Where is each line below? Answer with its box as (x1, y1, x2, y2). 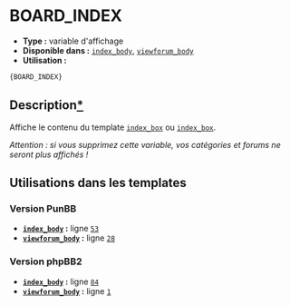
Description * (9, 97, 84, 114)
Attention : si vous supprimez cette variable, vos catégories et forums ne (9, 139, 281, 150)
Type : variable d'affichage (22, 35, 124, 46)
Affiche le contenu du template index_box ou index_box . (9, 122, 216, 133)
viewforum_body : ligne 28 (22, 232, 116, 243)
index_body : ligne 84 (22, 276, 100, 287)
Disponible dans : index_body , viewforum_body (22, 44, 194, 55)
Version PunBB (9, 202, 77, 214)
